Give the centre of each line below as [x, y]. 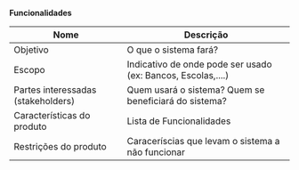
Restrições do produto [60, 146]
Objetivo [31, 50]
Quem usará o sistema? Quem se [196, 90]
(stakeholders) [44, 101]
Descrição [206, 35]
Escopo [30, 70]
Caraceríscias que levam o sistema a [203, 141]
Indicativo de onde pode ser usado [199, 64]
